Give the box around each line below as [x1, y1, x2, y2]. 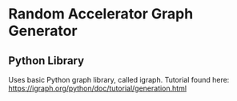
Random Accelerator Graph [8, 5, 194, 23]
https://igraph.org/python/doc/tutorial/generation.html [8, 83, 187, 93]
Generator [8, 22, 78, 40]
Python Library [8, 54, 85, 67]
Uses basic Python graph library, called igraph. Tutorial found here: [8, 75, 230, 84]
